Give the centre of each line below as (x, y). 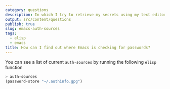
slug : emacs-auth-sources (32, 29)
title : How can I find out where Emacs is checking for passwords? (78, 48)
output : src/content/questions (38, 19)
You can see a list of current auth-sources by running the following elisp (81, 62)
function (14, 67)
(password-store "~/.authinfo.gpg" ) (44, 81)
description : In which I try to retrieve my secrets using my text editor (86, 15)
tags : (11, 33)
